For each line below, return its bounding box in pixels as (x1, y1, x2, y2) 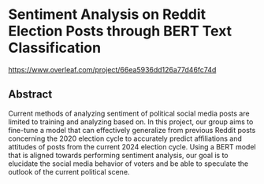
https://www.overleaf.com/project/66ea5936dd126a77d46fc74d (8, 64, 217, 74)
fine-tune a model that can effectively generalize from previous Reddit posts (8, 125, 256, 134)
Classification (8, 39, 101, 57)
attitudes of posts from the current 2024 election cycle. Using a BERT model (8, 142, 256, 151)
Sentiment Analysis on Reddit (8, 6, 206, 24)
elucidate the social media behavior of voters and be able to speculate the (8, 159, 249, 168)
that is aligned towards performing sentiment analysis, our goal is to (8, 150, 229, 160)
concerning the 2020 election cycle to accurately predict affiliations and (8, 134, 243, 143)
